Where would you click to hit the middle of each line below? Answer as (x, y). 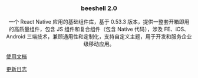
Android (16, 37)
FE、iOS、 (177, 29)
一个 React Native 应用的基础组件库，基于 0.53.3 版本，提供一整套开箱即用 (99, 22)
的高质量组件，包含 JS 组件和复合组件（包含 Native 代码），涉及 (86, 29)
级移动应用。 (99, 44)
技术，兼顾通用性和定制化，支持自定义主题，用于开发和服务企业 (114, 37)
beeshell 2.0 (99, 8)
